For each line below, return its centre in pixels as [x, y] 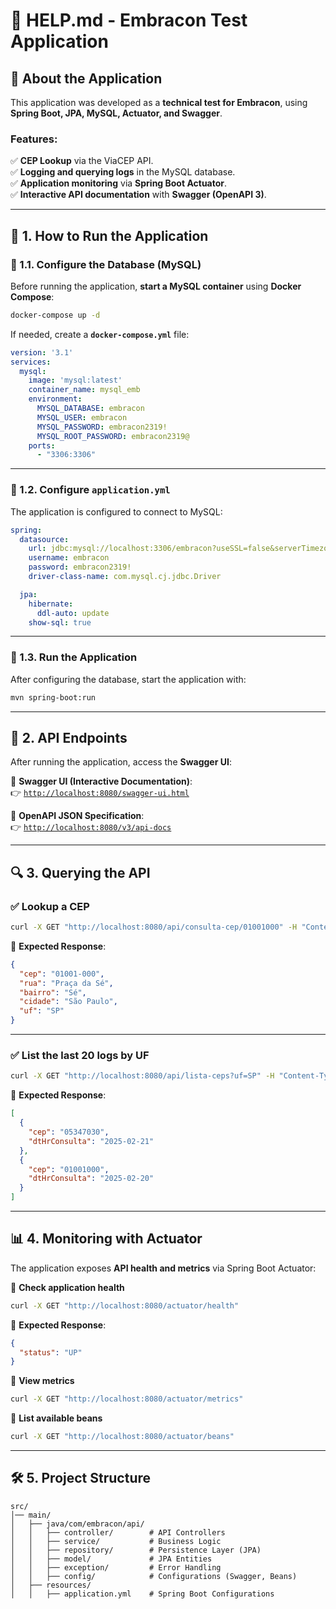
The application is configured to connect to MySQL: [116, 511]
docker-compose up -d [55, 315]
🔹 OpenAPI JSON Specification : [77, 816]
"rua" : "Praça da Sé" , [66, 983]
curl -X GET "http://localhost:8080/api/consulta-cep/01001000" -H [154, 927]
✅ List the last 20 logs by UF [80, 1055]
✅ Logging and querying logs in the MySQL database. [123, 172]
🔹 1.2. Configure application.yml [90, 490]
